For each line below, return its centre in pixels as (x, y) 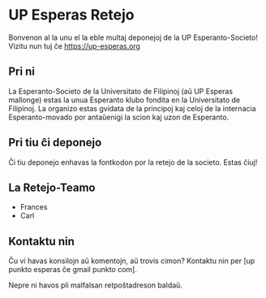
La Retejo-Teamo (52, 187)
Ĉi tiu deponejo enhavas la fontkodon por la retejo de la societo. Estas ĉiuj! (133, 162)
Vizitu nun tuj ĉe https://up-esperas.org (74, 45)
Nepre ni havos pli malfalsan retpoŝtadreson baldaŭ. (95, 285)
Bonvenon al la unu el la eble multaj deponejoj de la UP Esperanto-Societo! (133, 37)
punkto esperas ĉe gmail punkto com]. (73, 270)
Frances (34, 207)
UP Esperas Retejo (72, 15)
